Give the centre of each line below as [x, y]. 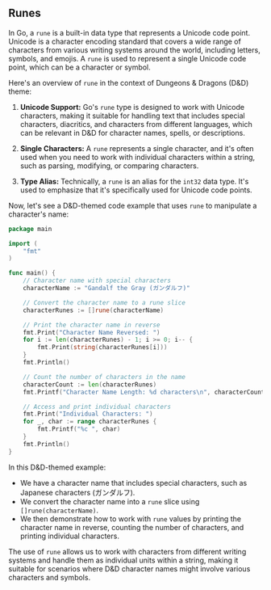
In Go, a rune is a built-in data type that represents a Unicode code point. [129, 32]
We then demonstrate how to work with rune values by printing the [131, 518]
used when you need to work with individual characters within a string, [138, 157]
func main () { [32, 273]
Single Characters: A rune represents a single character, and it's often [137, 148]
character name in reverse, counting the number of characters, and [132, 527]
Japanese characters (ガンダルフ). [77, 492]
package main [30, 229]
